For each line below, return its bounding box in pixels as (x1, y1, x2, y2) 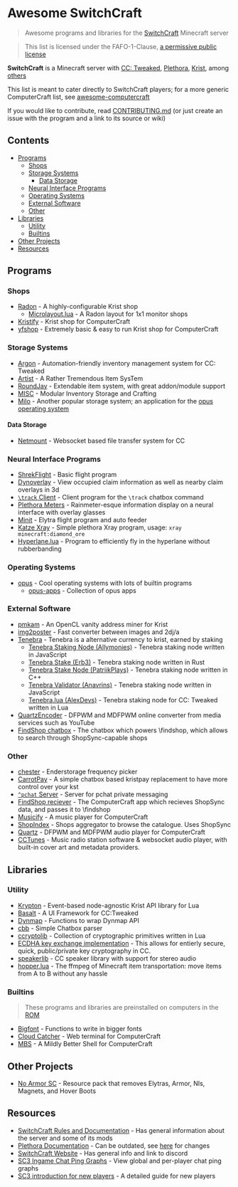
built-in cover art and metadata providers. (17, 843, 140, 852)
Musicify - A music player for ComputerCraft (17, 813, 148, 821)
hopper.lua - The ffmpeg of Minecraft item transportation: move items (17, 961, 222, 970)
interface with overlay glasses (17, 508, 106, 517)
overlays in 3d (17, 485, 60, 494)
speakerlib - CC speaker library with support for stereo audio (17, 954, 197, 962)
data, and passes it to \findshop (17, 806, 111, 814)
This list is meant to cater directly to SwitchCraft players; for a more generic (7, 85, 229, 93)
